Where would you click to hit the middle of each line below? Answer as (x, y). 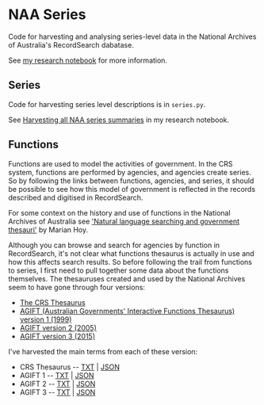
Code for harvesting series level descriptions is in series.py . (107, 104)
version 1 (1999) (46, 319)
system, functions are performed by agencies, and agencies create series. (130, 172)
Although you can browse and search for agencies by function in (114, 245)
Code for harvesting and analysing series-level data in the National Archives (132, 36)
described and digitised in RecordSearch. (76, 197)
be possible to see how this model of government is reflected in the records (132, 189)
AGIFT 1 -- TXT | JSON (57, 375)
